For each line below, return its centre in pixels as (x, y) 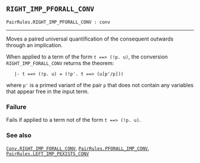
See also (19, 136)
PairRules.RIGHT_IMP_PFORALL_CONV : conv (58, 22)
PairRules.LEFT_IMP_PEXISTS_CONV (48, 154)
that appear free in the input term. (48, 91)
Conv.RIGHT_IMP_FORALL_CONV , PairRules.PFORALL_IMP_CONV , (78, 148)
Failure (16, 107)
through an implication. (35, 45)
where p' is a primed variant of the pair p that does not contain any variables (100, 85)
